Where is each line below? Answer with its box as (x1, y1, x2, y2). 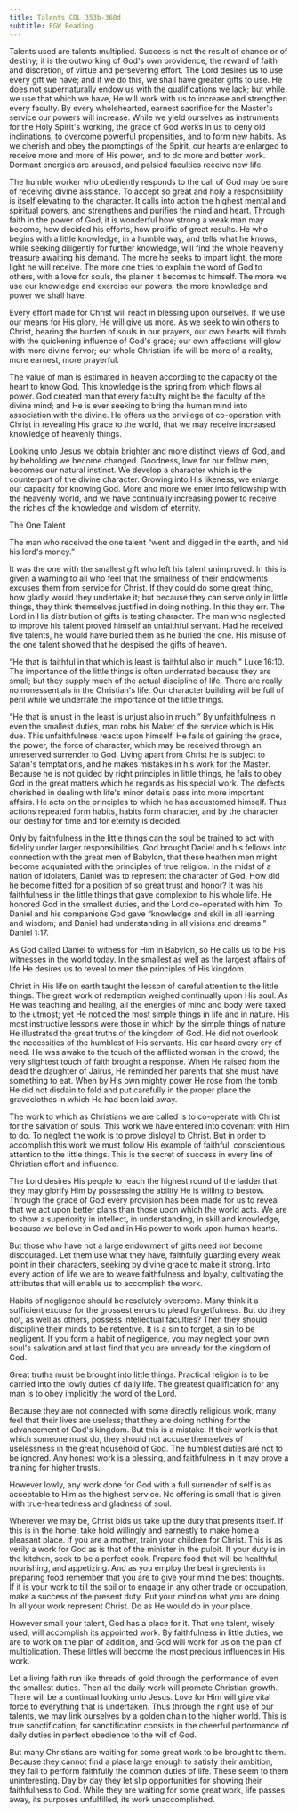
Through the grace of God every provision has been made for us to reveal (9, 1194, 279, 1205)
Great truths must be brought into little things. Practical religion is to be (9, 1369, 269, 1380)
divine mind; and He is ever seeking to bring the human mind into (9, 399, 248, 410)
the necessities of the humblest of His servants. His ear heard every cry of (9, 1037, 283, 1048)
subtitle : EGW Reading (9, 21, 93, 30)
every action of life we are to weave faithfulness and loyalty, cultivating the (9, 1269, 284, 1279)
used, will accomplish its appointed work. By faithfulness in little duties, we (9, 1627, 284, 1638)
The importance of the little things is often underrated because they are (9, 665, 271, 676)
